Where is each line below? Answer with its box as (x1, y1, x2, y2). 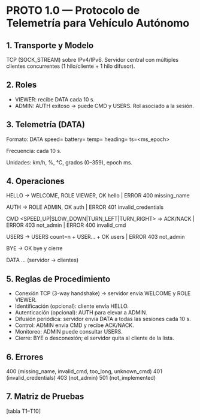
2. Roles (6, 80, 37, 90)
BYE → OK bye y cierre (6, 245, 63, 252)
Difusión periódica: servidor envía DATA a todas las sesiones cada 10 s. (14, 316, 192, 323)
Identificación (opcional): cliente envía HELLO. (14, 302, 129, 310)
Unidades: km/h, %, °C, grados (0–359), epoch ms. (6, 158, 133, 166)
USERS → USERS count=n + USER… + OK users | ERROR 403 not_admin (6, 233, 185, 241)
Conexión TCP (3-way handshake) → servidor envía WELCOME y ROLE (14, 290, 191, 297)
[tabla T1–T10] (6, 407, 41, 415)
